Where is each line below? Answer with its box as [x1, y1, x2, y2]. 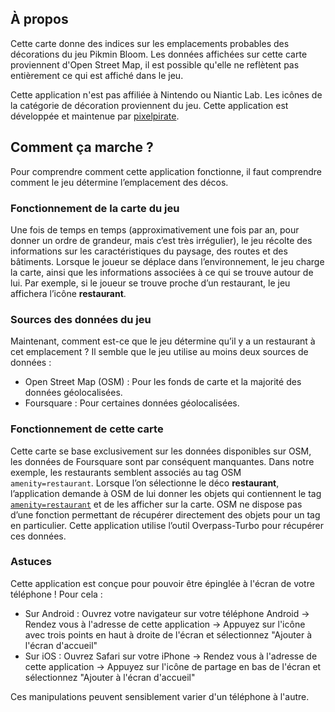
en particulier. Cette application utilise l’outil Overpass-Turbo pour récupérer [10, 519, 325, 531]
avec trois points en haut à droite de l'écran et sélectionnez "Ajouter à [24, 628, 313, 641]
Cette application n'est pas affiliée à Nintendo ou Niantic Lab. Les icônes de [10, 88, 323, 101]
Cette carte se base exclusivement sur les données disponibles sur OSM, [10, 445, 312, 457]
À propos [10, 11, 69, 28]
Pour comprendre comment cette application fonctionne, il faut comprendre [10, 165, 322, 177]
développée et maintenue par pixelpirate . [10, 110, 180, 122]
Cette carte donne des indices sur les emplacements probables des [10, 37, 290, 49]
